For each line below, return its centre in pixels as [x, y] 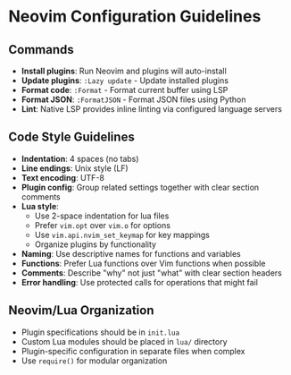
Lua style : [40, 206]
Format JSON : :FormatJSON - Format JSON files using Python [133, 99]
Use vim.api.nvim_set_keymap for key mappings [122, 234]
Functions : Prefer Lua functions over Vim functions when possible [143, 263]
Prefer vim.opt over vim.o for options [103, 225]
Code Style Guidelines [71, 137]
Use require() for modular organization [94, 361]
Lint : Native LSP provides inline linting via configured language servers [152, 109]
